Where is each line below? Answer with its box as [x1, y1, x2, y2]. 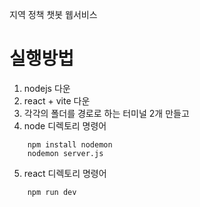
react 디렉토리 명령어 [23, 167, 107, 179]
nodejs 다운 [23, 82, 71, 94]
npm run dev [27, 187, 77, 197]
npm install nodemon [27, 139, 113, 150]
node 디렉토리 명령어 [23, 119, 107, 132]
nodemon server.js [27, 148, 104, 158]
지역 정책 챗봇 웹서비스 [9, 9, 98, 20]
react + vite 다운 [23, 94, 91, 107]
